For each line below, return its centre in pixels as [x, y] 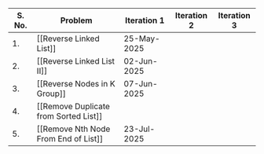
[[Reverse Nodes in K [76, 84]
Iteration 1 [145, 20]
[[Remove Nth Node [73, 129]
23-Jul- [139, 129]
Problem [76, 20]
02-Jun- [141, 61]
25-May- [142, 38]
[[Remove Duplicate [73, 106]
